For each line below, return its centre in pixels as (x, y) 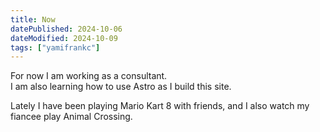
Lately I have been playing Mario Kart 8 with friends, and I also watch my (160, 106)
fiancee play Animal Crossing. (71, 117)
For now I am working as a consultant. (89, 76)
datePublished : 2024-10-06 (66, 29)
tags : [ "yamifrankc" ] (55, 47)
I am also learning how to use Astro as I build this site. (121, 87)
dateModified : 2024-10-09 (64, 38)
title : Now (33, 19)
